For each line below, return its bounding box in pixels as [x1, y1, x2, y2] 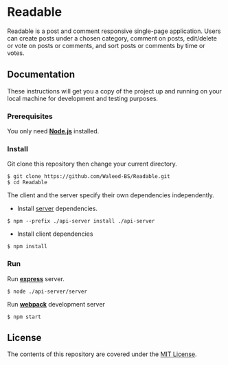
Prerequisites [7, 111, 53, 121]
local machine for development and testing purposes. [7, 94, 159, 102]
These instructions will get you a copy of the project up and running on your [7, 87, 222, 95]
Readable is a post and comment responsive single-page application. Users [7, 27, 221, 35]
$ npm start [7, 313, 41, 320]
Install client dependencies [16, 230, 93, 238]
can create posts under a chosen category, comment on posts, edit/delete [7, 34, 218, 42]
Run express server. [7, 274, 65, 283]
